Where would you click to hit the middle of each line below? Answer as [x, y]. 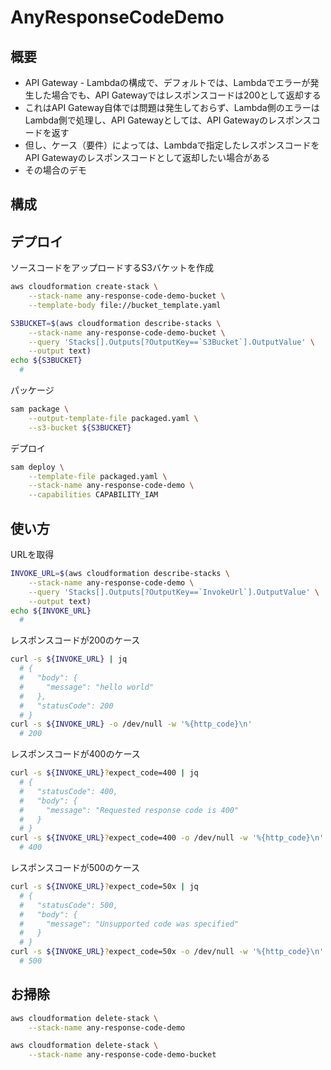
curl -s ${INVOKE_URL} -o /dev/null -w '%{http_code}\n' [131, 724]
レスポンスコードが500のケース [75, 868]
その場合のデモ [55, 170]
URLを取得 [32, 555]
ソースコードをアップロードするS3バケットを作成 [112, 268]
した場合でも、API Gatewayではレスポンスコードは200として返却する [177, 95]
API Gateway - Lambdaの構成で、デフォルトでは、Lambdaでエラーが [167, 82]
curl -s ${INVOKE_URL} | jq [69, 659]
